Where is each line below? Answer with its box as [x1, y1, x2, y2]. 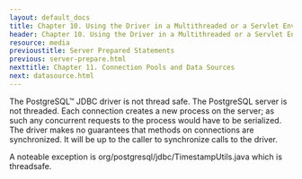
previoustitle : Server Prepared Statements [9, 47, 175, 55]
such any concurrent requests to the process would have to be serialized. [9, 115, 282, 125]
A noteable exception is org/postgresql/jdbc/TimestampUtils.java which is [9, 151, 283, 162]
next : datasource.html [9, 72, 94, 81]
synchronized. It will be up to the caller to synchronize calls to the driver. [9, 133, 279, 144]
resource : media [9, 38, 70, 47]
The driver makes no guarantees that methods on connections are [9, 124, 254, 135]
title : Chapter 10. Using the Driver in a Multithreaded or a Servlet [9, 21, 280, 30]
